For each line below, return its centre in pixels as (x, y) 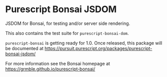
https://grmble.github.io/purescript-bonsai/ (50, 69)
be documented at (25, 48)
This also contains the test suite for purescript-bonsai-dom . (67, 33)
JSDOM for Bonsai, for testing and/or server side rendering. (68, 23)
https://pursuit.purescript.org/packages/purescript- (98, 48)
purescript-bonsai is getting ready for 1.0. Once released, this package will (84, 43)
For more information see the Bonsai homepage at (58, 63)
